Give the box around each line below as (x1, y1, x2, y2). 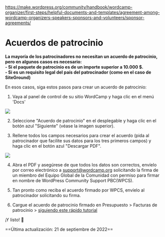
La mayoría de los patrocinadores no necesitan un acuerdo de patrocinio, (5, 53, 158, 59)
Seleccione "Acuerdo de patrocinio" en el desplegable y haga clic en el (12, 118, 157, 123)
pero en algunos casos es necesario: (5, 59, 82, 65)
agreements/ (5, 20, 31, 26)
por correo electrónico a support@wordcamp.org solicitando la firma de (12, 167, 159, 173)
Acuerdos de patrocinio (5, 37, 103, 48)
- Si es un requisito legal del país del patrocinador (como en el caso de (5, 69, 152, 75)
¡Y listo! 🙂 (5, 217, 24, 223)
